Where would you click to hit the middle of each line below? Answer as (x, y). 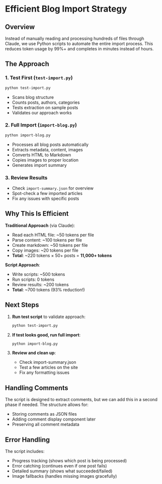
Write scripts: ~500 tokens (38, 274)
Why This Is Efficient (37, 214)
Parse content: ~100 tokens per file (47, 240)
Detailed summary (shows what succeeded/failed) (62, 471)
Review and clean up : (34, 353)
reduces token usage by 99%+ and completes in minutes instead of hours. (79, 49)
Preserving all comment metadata (46, 424)
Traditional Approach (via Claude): (40, 225)
